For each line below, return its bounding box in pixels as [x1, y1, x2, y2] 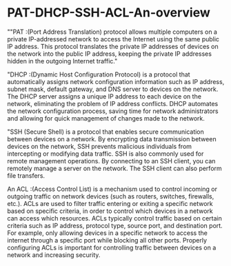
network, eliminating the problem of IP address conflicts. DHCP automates [7, 99, 219, 108]
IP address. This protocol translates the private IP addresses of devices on [7, 42, 219, 50]
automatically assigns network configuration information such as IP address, [7, 77, 225, 85]
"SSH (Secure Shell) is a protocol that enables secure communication [7, 127, 205, 136]
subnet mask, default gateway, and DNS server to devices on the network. [7, 85, 219, 93]
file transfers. [7, 171, 46, 180]
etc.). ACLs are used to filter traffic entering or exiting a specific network [7, 199, 214, 207]
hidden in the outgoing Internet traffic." [7, 57, 118, 65]
